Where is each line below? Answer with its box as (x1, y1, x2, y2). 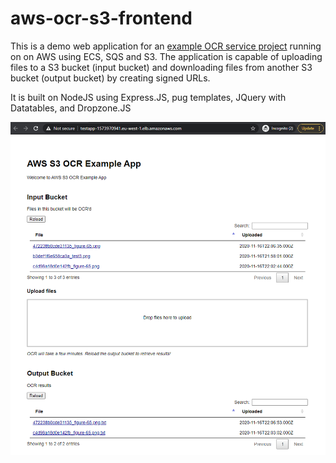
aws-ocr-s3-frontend (10, 7, 193, 30)
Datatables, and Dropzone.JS (10, 102, 132, 114)
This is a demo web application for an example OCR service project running (10, 40, 322, 52)
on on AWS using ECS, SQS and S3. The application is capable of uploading (10, 50, 323, 62)
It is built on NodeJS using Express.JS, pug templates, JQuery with (10, 91, 287, 103)
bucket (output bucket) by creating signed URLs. (10, 72, 211, 84)
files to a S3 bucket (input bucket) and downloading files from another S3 (10, 61, 313, 73)
